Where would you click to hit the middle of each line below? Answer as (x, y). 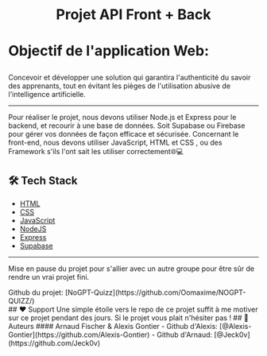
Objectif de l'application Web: (108, 51)
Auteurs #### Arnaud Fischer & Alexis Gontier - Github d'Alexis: (113, 327)
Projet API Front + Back (133, 15)
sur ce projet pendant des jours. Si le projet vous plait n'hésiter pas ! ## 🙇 (128, 318)
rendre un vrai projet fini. (49, 277)
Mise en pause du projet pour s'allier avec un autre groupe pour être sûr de (132, 269)
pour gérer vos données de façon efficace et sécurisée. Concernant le (124, 134)
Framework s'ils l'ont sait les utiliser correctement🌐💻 (96, 152)
